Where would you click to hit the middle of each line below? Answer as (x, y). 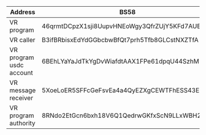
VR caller (22, 40)
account (21, 73)
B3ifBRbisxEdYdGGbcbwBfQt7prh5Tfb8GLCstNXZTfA (120, 40)
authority (22, 123)
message (23, 90)
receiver (21, 98)
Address (23, 12)
